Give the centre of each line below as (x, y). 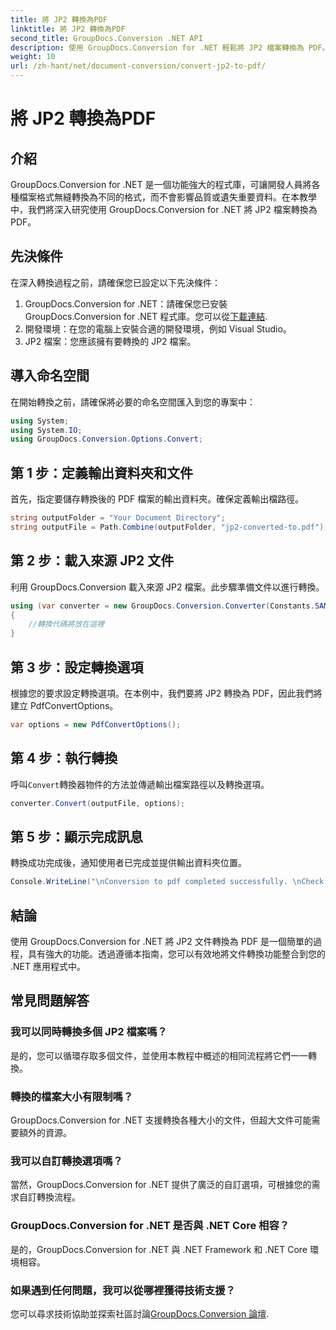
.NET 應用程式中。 (48, 966)
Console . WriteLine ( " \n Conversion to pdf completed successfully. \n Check (167, 882)
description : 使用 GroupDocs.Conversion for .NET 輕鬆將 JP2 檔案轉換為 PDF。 (170, 47)
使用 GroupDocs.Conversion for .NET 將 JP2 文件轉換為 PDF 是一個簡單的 (161, 941)
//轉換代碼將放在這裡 (66, 624)
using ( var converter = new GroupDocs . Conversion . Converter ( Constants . (162, 606)
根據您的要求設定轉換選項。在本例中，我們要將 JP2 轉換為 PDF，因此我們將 (166, 693)
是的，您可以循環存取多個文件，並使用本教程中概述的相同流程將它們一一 (159, 1055)
